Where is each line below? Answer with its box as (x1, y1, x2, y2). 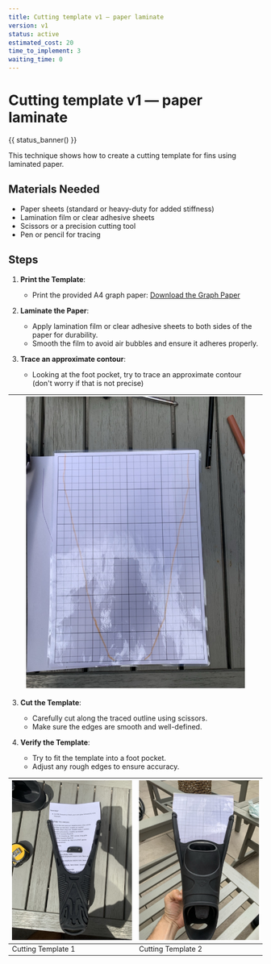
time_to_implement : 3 (8, 47, 81, 56)
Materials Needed (8, 182, 100, 197)
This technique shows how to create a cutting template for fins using (8, 150, 236, 160)
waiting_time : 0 (8, 56, 63, 64)
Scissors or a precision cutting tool (19, 221, 136, 231)
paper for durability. (31, 330, 98, 339)
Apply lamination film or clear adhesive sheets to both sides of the (31, 321, 252, 330)
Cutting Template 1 (11, 944, 76, 954)
